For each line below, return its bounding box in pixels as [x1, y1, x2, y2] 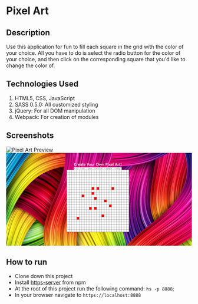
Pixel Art [6, 4, 49, 18]
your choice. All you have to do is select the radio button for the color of [6, 49, 181, 57]
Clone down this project [14, 273, 73, 280]
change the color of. [6, 62, 55, 69]
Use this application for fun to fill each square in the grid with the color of [6, 43, 184, 50]
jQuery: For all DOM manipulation [14, 107, 95, 114]
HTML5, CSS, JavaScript [14, 94, 75, 101]
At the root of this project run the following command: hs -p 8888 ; [14, 285, 175, 292]
